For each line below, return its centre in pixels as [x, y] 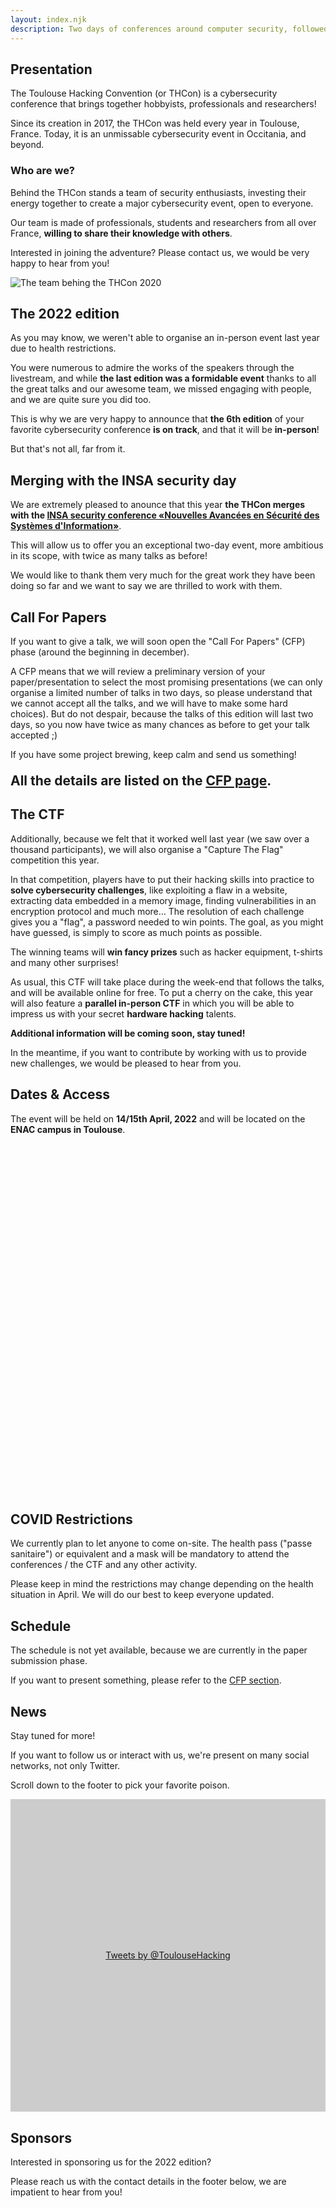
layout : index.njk [48, 19]
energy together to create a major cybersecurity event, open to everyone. [162, 203]
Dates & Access [60, 1094]
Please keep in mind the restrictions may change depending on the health [162, 1584]
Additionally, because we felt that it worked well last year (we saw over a [160, 838]
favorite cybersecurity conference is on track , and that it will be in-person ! [165, 430]
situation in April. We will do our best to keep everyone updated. [142, 1595]
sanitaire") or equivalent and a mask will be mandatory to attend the [150, 1554]
